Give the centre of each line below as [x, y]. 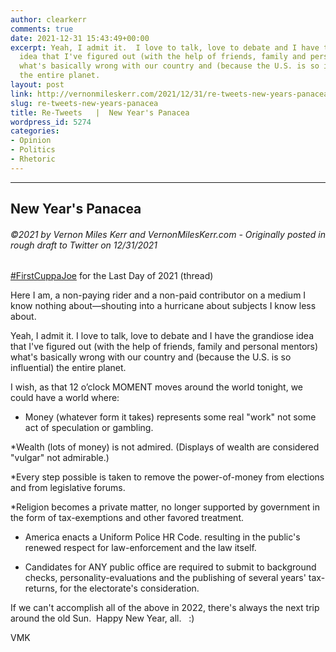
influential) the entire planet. [68, 368]
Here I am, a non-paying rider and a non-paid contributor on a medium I [158, 295]
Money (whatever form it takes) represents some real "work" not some [170, 417]
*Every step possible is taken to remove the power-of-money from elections [167, 477]
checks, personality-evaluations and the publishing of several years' [165, 578]
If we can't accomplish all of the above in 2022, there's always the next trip [165, 608]
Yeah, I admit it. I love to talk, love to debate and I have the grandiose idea [162, 336]
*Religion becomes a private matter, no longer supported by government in [165, 507]
